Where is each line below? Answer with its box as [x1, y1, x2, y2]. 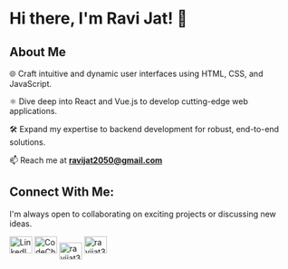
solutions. [9, 137, 46, 148]
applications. [9, 106, 57, 116]
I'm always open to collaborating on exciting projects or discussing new [9, 208, 276, 219]
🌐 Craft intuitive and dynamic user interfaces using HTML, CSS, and [9, 68, 264, 79]
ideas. [9, 217, 33, 229]
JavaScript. [9, 79, 53, 89]
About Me [9, 44, 66, 60]
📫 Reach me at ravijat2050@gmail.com [9, 155, 163, 166]
